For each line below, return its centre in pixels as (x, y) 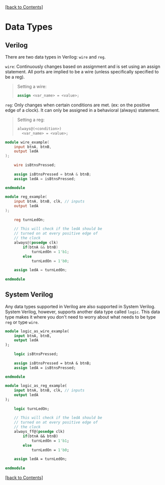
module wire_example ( (27, 142)
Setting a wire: (32, 86)
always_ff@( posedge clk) (39, 432)
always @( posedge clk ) (36, 243)
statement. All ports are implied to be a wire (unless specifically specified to (82, 72)
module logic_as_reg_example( (36, 386)
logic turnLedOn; (32, 409)
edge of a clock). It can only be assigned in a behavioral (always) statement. (82, 110)
